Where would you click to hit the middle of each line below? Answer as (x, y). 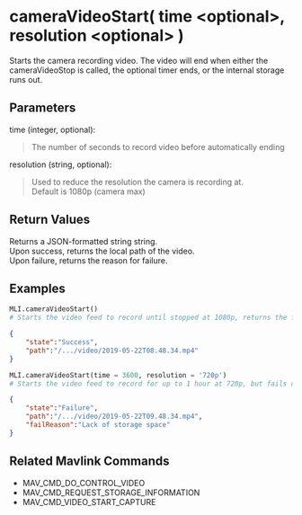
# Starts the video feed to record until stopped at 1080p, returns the (148, 318)
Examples (37, 288)
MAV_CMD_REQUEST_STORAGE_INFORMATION (111, 493)
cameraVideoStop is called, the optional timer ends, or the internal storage (147, 70)
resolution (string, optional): (61, 164)
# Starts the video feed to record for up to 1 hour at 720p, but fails (148, 384)
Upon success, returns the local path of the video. (102, 251)
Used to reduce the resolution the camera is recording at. (138, 182)
